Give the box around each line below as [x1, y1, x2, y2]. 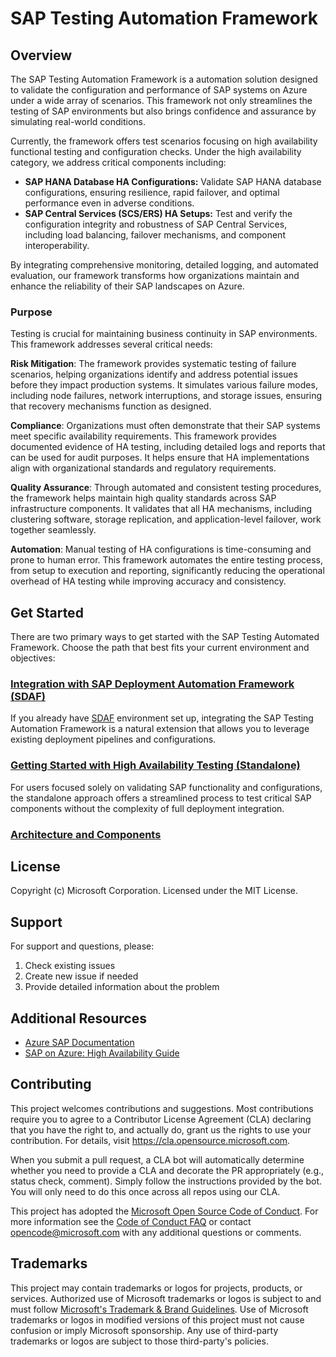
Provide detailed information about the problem [24, 981, 220, 993]
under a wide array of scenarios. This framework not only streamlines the [10, 95, 313, 106]
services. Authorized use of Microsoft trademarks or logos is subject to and [10, 1292, 322, 1304]
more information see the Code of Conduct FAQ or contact [10, 1215, 252, 1227]
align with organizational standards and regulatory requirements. [10, 462, 277, 474]
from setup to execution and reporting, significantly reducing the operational [10, 565, 325, 577]
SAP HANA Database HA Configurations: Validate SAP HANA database [24, 176, 322, 187]
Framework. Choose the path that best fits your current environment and [10, 642, 310, 654]
